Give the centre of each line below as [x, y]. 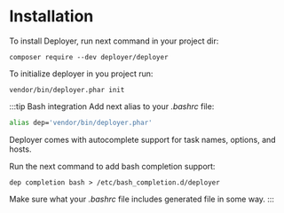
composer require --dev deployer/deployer [89, 57]
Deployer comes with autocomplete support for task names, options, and [143, 139]
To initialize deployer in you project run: [81, 74]
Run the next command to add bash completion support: [112, 166]
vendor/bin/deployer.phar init [67, 90]
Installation [51, 16]
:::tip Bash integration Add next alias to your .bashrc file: [112, 106]
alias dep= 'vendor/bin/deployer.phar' [81, 122]
